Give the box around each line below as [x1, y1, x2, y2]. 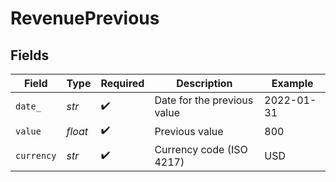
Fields [10, 47, 50, 64]
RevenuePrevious [10, 7, 160, 30]
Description [176, 77, 233, 90]
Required [100, 77, 145, 90]
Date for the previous [154, 93, 254, 107]
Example [271, 77, 314, 90]
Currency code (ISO [154, 143, 248, 156]
